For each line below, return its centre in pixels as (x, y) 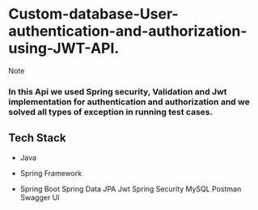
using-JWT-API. (64, 48)
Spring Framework (51, 173)
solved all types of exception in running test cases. (110, 111)
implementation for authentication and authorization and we (129, 102)
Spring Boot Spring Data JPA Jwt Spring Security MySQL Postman (131, 189)
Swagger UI (40, 197)
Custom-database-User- (94, 14)
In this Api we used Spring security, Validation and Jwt (118, 91)
